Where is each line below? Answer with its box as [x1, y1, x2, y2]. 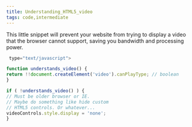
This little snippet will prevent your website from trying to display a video [6, 31, 187, 38]
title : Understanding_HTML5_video [6, 8, 93, 15]
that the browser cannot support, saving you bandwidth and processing [6, 37, 184, 44]
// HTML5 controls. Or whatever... [6, 104, 96, 111]
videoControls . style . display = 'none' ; [6, 110, 107, 116]
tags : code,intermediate [6, 14, 69, 20]
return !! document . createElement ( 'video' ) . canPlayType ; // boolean [6, 71, 179, 78]
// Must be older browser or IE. [6, 93, 90, 99]
